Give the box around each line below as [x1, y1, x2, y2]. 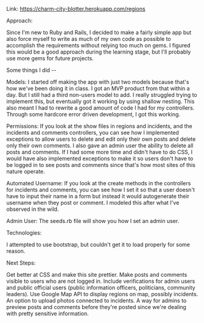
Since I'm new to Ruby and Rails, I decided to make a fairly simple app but [6, 29, 192, 36]
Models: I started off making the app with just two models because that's [6, 79, 189, 85]
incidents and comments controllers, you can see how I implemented [6, 129, 180, 136]
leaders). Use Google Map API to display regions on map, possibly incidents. [6, 291, 199, 297]
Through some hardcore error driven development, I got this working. [6, 111, 181, 118]
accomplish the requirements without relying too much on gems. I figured [6, 42, 191, 49]
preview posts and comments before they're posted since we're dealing [6, 303, 187, 310]
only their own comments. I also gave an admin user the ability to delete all [6, 142, 194, 149]
